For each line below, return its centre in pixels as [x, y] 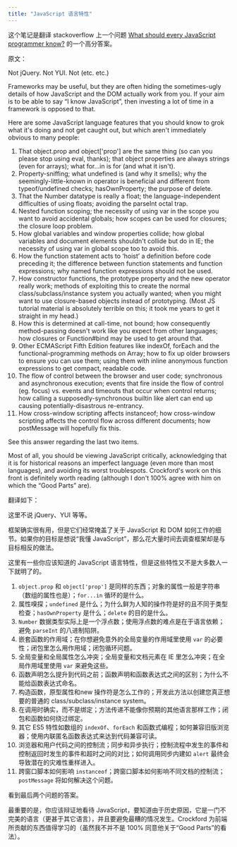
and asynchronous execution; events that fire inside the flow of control [121, 383]
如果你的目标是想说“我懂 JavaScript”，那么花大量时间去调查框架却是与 [123, 538]
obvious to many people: [44, 137]
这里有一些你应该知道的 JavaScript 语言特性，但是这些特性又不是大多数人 [115, 562]
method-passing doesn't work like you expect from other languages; [118, 330]
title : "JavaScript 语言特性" [50, 14]
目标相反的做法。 [33, 548]
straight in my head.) [48, 316]
